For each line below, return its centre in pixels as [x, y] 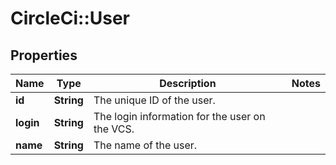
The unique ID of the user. [154, 100]
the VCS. [114, 129]
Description [188, 83]
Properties [44, 55]
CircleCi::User [70, 18]
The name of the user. [145, 145]
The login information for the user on [179, 116]
